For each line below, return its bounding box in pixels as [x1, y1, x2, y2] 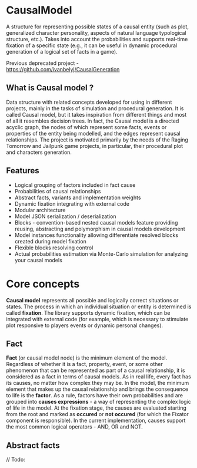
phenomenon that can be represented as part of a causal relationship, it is [6, 367, 185, 374]
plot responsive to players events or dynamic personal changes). [6, 322, 163, 329]
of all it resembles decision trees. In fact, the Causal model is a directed [6, 117, 179, 124]
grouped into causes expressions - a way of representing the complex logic [6, 398, 191, 406]
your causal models [14, 256, 63, 263]
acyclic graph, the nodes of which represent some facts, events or [6, 123, 167, 130]
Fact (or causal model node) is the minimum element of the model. [6, 354, 168, 361]
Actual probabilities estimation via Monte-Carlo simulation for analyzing [14, 250, 188, 257]
